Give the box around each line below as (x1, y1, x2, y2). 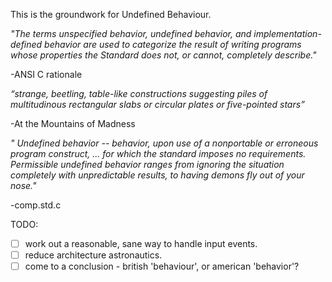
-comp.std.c (10, 199, 62, 211)
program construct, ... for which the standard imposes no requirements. (10, 148, 307, 159)
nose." (10, 180, 37, 191)
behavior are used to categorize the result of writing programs (44, 39, 302, 50)
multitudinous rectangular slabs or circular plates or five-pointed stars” (10, 99, 305, 110)
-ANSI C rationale (10, 69, 83, 80)
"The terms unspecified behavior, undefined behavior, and (10, 28, 252, 39)
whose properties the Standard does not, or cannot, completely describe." (10, 49, 317, 61)
